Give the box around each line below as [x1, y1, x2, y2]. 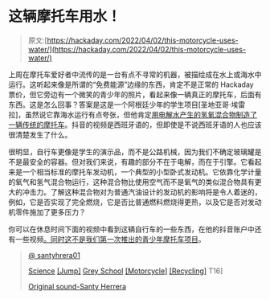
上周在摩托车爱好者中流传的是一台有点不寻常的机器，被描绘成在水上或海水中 [8, 69, 262, 79]
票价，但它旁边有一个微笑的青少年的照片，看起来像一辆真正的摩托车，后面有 [8, 89, 262, 99]
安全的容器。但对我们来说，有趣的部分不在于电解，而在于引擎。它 [29, 157, 247, 166]
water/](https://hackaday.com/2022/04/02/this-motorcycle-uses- [27, 44, 247, 54]
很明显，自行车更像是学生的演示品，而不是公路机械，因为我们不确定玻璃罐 [8, 146, 255, 157]
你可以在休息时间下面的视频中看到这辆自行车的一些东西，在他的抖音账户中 [8, 224, 255, 234]
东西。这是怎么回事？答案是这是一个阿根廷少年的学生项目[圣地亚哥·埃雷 [8, 100, 246, 109]
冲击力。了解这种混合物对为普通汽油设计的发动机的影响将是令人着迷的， [22, 186, 262, 197]
